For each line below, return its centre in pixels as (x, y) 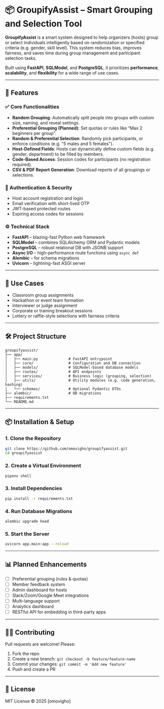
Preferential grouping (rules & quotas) (50, 579)
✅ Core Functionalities (32, 107)
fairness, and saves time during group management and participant (73, 53)
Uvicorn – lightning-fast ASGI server (49, 263)
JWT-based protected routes (41, 208)
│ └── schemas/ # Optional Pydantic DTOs (63, 389)
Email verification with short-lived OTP (51, 203)
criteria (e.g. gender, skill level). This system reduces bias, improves (73, 48)
